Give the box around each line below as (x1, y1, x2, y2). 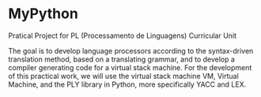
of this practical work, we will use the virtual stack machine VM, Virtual (8, 71, 239, 80)
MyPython (8, 5, 79, 23)
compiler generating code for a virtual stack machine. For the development (8, 62, 252, 72)
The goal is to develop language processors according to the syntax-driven (8, 46, 254, 55)
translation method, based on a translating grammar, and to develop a (8, 54, 236, 64)
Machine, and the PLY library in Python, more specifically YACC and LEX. (8, 80, 247, 89)
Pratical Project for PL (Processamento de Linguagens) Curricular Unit (8, 31, 237, 40)
